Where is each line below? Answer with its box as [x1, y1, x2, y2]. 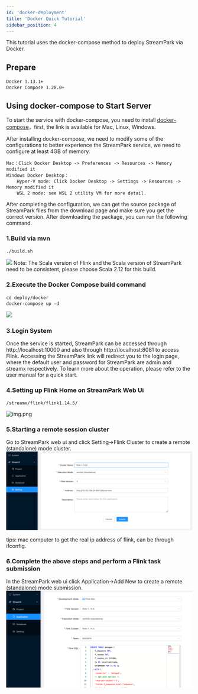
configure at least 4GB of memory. [6, 148, 90, 155]
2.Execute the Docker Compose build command [6, 281, 146, 289]
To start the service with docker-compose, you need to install [6, 116, 156, 124]
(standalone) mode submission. [6, 584, 83, 591]
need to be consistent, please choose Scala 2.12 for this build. [6, 266, 157, 273]
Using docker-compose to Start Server [6, 100, 152, 111]
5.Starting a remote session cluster [6, 426, 109, 434]
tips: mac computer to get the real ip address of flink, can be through [6, 536, 174, 543]
